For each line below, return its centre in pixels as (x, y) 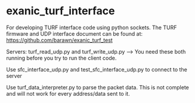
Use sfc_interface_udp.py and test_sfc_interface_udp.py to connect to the (97, 69)
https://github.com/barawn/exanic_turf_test (60, 40)
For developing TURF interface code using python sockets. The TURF (92, 27)
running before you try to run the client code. (61, 58)
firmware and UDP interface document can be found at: (75, 33)
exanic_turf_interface (61, 11)
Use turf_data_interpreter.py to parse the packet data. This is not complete (98, 87)
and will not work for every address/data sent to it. (68, 93)
